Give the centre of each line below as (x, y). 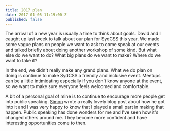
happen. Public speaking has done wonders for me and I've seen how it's (82, 112)
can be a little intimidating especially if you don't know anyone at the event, (84, 81)
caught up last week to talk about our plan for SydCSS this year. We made (82, 39)
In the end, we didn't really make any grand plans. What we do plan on (79, 70)
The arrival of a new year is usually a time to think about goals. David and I (83, 34)
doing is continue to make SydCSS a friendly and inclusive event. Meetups (83, 76)
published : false (24, 19)
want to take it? (21, 61)
